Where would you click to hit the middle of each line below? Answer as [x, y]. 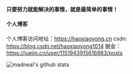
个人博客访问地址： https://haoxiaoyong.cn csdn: [67, 39]
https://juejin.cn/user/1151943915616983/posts [65, 53]
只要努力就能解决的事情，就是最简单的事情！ [62, 9]
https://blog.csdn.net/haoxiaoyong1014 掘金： [64, 46]
